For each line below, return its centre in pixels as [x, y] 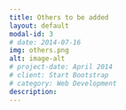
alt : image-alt [37, 59]
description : [33, 91]
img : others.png [39, 51]
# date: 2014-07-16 [45, 42]
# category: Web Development [63, 83]
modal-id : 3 [31, 34]
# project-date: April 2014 [61, 67]
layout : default [39, 26]
